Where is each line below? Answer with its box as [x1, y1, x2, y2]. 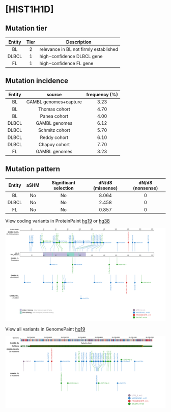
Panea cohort [40, 113, 69, 119]
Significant [51, 179, 76, 185]
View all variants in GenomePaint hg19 [5, 326, 85, 332]
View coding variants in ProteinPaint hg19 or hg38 [5, 218, 110, 224]
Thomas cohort [38, 106, 70, 112]
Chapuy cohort [38, 141, 70, 147]
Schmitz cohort [38, 127, 70, 133]
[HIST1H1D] [5, 4, 54, 15]
